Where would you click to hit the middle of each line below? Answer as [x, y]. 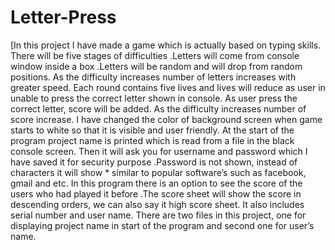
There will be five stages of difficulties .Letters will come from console [155, 55]
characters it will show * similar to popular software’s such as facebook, [158, 172]
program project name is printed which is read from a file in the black [152, 140]
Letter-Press [63, 17]
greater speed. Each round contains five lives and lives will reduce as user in [168, 87]
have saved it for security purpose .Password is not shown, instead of [154, 162]
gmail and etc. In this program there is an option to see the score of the [156, 183]
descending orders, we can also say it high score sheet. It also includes [157, 204]
